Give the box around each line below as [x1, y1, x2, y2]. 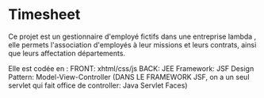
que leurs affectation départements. [8, 48, 125, 58]
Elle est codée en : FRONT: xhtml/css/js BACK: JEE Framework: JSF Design [8, 63, 254, 73]
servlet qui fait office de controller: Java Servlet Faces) [8, 81, 188, 90]
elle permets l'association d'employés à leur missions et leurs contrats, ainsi [8, 40, 257, 49]
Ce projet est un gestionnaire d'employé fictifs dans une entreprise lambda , [8, 32, 257, 41]
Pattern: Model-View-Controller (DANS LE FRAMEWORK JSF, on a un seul [8, 72, 250, 81]
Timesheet [8, 6, 81, 24]
